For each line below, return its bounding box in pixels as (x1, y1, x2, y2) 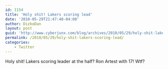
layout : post (5, 26, 32, 31)
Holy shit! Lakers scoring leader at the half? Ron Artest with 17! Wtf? (5, 58, 145, 64)
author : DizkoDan (5, 21, 41, 26)
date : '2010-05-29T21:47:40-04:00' (5, 16, 79, 21)
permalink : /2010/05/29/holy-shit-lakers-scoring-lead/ (5, 35, 124, 40)
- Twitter (14, 44, 35, 49)
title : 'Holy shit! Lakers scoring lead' (5, 12, 93, 17)
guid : (5, 30, 16, 35)
